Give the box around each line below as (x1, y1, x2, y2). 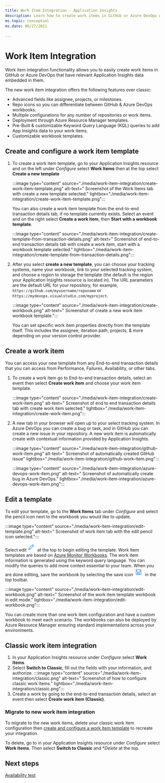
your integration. (5, 730, 39, 736)
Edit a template (5, 495, 52, 504)
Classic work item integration (5, 641, 97, 650)
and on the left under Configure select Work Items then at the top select (12, 165, 159, 171)
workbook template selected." (12, 246, 73, 252)
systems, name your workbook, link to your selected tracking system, (12, 266, 153, 272)
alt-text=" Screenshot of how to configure (61, 675, 147, 682)
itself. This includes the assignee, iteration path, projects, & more (12, 327, 143, 333)
